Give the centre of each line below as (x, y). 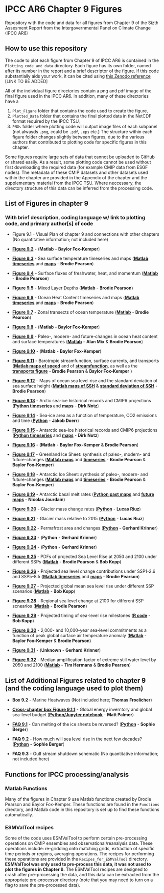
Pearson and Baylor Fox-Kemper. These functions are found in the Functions (82, 804)
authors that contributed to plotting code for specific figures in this (79, 142)
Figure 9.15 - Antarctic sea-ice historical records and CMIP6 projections (85, 430)
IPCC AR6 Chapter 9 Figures (64, 9)
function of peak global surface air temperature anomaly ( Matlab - (79, 636)
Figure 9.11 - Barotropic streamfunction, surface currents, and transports (85, 361)
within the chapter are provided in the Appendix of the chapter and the (76, 177)
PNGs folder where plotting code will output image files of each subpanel (85, 126)
